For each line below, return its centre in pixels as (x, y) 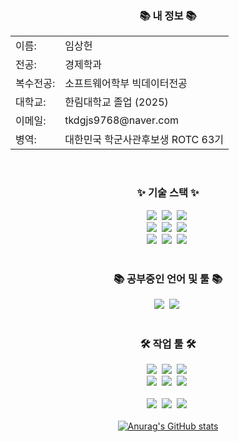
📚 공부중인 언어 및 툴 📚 (168, 279)
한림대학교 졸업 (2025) (116, 102)
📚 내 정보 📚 (168, 15)
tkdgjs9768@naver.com (122, 120)
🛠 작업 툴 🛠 (168, 344)
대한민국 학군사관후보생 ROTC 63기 (144, 140)
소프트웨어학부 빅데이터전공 (126, 84)
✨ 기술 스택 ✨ (168, 193)
